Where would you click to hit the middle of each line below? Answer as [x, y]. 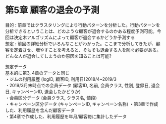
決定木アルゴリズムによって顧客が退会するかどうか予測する [74, 37]
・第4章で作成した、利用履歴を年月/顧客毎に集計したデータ [66, 116]
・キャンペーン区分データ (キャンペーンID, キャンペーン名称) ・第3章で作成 [82, 104]
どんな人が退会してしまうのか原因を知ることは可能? [58, 56]
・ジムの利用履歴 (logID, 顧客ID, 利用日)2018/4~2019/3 [61, 79]
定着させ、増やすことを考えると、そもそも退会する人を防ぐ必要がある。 [87, 50]
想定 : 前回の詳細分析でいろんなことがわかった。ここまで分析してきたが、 [81, 43]
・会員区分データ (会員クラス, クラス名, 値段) [51, 98]
